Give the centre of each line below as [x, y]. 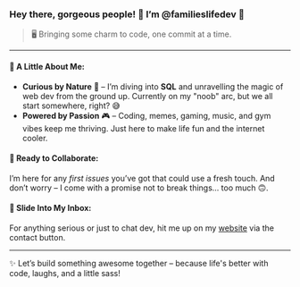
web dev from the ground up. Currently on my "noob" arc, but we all [147, 96]
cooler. [35, 138]
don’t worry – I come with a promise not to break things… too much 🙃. [139, 188]
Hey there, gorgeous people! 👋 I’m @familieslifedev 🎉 [127, 14]
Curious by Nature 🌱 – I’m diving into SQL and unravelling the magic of [153, 86]
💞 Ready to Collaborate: [54, 158]
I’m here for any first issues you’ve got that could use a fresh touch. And [142, 178]
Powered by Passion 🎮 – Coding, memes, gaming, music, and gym [146, 115]
